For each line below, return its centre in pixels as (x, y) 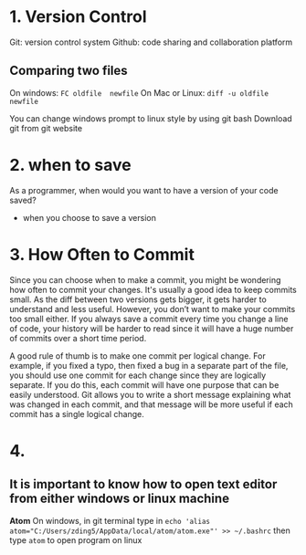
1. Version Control (79, 17)
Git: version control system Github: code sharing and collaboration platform (151, 42)
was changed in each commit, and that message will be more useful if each (152, 404)
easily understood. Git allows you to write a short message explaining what (150, 394)
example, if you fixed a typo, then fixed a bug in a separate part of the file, (149, 365)
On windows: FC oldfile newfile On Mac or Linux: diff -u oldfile (139, 92)
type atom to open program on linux (76, 539)
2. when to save (70, 165)
